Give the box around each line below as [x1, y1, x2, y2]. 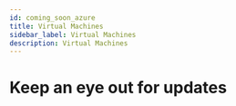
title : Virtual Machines [9, 22, 104, 31]
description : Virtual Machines [9, 38, 128, 48]
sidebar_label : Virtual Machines [9, 30, 137, 39]
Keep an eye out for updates [9, 78, 228, 98]
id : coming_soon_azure [9, 13, 96, 23]
